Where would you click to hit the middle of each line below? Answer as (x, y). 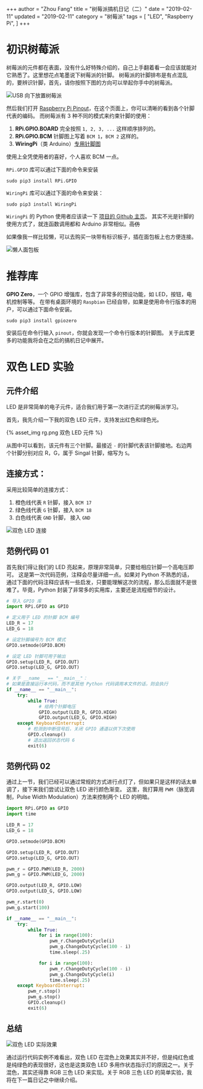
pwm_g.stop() (44, 997)
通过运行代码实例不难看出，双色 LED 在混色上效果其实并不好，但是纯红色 (98, 1057)
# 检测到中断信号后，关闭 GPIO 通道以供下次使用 (82, 729)
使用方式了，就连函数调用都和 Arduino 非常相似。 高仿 (73, 224)
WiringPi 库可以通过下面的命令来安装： (55, 193)
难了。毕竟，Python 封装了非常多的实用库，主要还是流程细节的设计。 (93, 590)
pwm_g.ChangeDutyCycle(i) (82, 974)
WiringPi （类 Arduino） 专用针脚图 (58, 143)
